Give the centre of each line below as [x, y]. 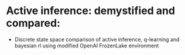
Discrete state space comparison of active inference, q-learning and [97, 39]
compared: [33, 23]
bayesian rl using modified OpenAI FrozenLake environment [87, 46]
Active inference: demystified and [91, 11]
